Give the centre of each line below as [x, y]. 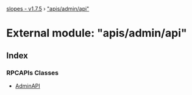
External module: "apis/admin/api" [97, 33]
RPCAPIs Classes [33, 73]
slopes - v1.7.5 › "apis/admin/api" [48, 9]
